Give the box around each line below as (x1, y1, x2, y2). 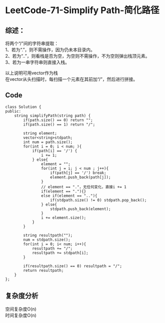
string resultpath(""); (23, 233, 73, 238)
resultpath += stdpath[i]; (32, 250, 89, 255)
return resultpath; (23, 268, 64, 273)
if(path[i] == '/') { (32, 148, 78, 153)
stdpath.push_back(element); (50, 206, 111, 211)
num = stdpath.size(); (23, 237, 71, 242)
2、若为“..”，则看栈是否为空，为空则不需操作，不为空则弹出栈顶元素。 (5, 53, 150, 59)
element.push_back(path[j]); (50, 174, 111, 180)
